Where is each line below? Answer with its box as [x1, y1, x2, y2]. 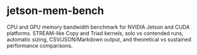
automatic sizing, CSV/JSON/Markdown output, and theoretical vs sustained [6, 36, 192, 43]
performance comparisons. [6, 42, 73, 49]
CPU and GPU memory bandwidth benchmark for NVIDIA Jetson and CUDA [6, 23, 190, 30]
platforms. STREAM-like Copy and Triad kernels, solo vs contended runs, [6, 29, 184, 36]
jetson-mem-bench [6, 4, 105, 18]
